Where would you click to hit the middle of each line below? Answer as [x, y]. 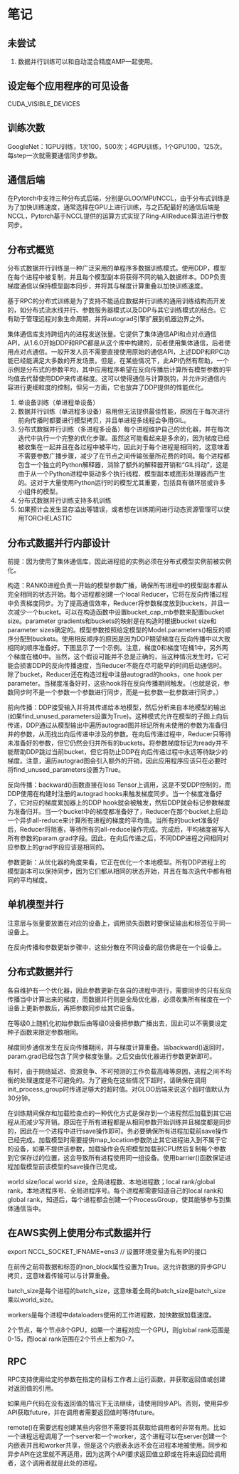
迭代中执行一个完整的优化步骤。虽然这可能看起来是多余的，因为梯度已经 [123, 438]
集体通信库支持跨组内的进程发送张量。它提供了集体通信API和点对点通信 [112, 334]
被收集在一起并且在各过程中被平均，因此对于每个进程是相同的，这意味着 [123, 447]
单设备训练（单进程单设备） [58, 402]
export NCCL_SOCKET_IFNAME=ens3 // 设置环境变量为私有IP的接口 [107, 1251]
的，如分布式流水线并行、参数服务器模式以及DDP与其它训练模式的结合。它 [117, 310]
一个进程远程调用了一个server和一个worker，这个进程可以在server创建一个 [117, 1436]
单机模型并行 [36, 905]
